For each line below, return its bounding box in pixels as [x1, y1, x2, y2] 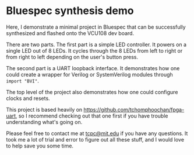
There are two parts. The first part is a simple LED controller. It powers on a [6, 41, 187, 48]
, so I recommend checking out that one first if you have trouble [15, 112, 168, 119]
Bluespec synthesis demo [6, 4, 134, 18]
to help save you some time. [6, 142, 74, 149]
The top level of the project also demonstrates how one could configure [6, 88, 178, 95]
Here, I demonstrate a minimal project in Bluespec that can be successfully [6, 23, 186, 30]
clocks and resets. [6, 95, 51, 102]
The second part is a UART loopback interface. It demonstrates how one [6, 64, 180, 71]
